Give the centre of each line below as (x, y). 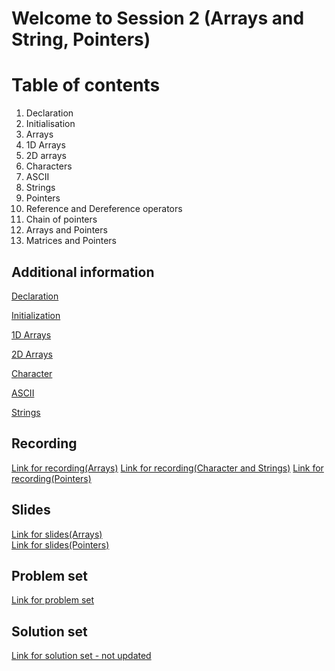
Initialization (36, 315)
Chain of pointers (61, 219)
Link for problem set (53, 600)
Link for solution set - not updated (81, 656)
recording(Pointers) (51, 478)
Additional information (83, 272)
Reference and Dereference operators (104, 209)
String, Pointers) (81, 39)
